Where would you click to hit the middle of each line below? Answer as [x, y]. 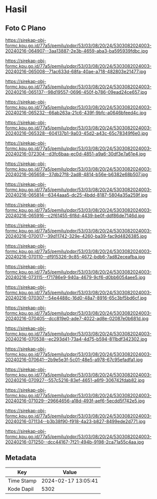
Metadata [21, 458]
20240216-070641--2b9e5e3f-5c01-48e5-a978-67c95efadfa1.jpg [74, 360]
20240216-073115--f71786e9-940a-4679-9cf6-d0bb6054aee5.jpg [75, 277]
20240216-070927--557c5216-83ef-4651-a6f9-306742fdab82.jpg [75, 380]
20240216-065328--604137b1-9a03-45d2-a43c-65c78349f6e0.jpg [77, 133]
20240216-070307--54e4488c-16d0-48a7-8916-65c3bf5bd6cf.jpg [76, 298]
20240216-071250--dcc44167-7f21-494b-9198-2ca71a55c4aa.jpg [75, 442]
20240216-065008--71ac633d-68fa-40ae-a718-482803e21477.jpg [76, 71]
